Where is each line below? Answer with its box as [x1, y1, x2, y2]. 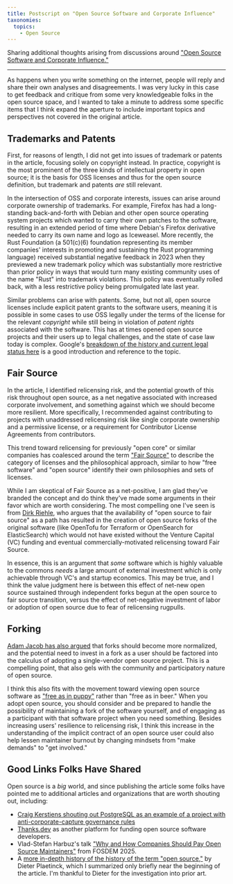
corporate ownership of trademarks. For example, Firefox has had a [7, 202, 200, 210]
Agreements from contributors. [7, 430, 96, 438]
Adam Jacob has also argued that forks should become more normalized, [7, 641, 217, 650]
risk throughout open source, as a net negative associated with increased [7, 393, 217, 401]
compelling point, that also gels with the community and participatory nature [7, 664, 225, 672]
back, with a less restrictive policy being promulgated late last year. [7, 282, 200, 291]
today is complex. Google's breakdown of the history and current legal [7, 340, 209, 349]
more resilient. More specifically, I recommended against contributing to [7, 408, 213, 416]
